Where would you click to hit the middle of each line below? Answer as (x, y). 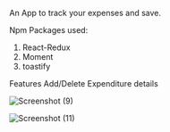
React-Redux (46, 47)
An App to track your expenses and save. (85, 13)
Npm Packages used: (49, 30)
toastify (36, 66)
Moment (38, 57)
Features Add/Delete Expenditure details (84, 83)
